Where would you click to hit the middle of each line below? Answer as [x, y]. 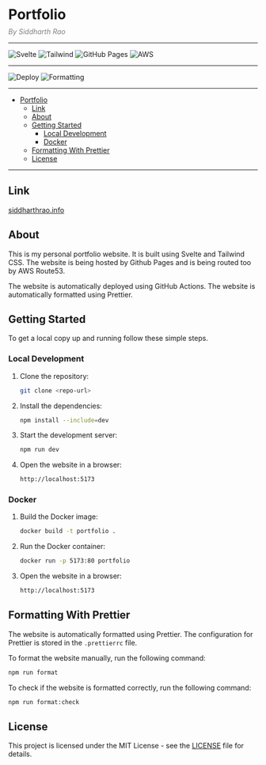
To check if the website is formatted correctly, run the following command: [130, 687]
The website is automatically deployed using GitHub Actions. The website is [132, 286]
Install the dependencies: [61, 406]
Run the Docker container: [62, 547]
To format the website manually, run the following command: [107, 657]
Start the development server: [68, 435]
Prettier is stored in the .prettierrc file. [73, 642]
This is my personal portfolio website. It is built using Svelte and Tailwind [127, 254]
